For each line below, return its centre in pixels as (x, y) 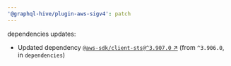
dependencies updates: (42, 34)
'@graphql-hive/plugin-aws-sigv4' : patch (69, 14)
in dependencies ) (41, 55)
